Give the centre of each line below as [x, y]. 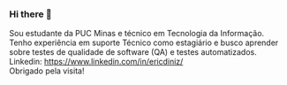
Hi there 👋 [31, 14]
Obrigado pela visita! [47, 71]
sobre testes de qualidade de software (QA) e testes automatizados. [133, 52]
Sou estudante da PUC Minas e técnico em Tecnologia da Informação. [137, 34]
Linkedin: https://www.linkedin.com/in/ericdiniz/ [96, 62]
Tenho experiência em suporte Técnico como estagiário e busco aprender [144, 42]
